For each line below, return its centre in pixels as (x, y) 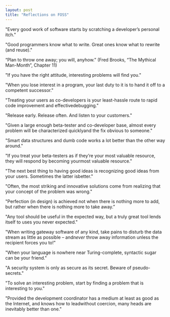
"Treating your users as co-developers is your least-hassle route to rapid (81, 100)
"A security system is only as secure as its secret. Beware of (69, 268)
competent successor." (29, 90)
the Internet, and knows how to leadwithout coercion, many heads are (78, 303)
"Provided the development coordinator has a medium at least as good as (82, 298)
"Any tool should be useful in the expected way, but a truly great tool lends (83, 216)
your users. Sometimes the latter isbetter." (49, 176)
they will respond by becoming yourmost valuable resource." (69, 161)
